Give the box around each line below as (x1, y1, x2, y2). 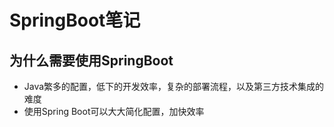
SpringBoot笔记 (9, 9, 141, 32)
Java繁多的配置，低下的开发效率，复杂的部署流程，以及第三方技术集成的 (23, 81, 325, 92)
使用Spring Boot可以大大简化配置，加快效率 (23, 106, 205, 117)
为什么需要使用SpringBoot (9, 52, 174, 69)
